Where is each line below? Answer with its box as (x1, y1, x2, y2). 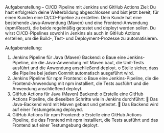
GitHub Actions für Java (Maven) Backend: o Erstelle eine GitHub (12, 91, 143, 97)
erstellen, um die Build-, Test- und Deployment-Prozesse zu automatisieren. (5, 35, 158, 41)
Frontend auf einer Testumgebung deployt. (12, 122, 99, 128)
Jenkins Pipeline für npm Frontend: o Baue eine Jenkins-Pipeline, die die (12, 76, 159, 81)
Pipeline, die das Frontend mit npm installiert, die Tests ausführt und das (12, 117, 158, 123)
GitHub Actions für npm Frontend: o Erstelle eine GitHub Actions (12, 112, 142, 117)
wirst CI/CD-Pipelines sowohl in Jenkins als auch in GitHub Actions (5, 30, 141, 36)
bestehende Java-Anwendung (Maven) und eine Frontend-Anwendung (5, 20, 148, 26)
